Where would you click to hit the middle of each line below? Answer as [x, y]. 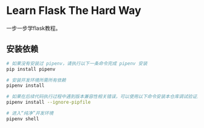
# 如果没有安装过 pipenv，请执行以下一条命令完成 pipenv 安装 [77, 63]
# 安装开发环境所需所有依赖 [36, 80]
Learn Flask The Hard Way [74, 11]
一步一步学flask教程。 [34, 28]
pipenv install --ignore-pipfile [49, 103]
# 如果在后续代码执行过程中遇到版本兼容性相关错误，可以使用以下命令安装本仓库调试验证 [102, 97]
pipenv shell [23, 119]
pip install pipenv [31, 69]
